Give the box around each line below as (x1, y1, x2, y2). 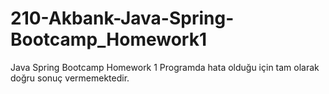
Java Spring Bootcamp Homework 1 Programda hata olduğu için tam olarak (10, 61, 320, 73)
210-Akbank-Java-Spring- (10, 7, 235, 30)
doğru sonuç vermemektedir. (10, 72, 130, 84)
